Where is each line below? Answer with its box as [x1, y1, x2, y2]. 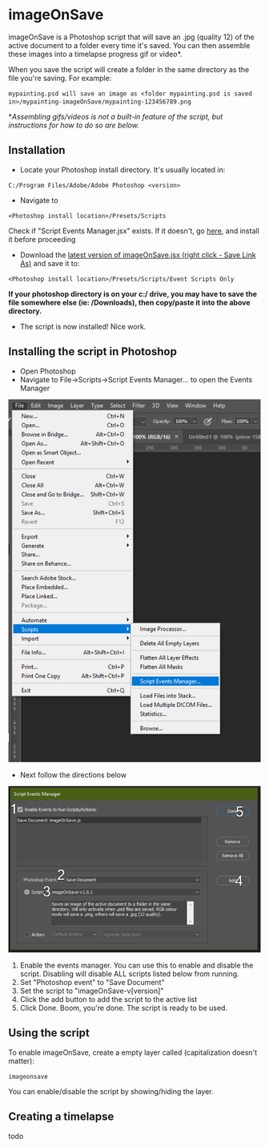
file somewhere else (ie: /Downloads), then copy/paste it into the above [8, 297, 251, 307]
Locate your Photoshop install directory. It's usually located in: [19, 164, 226, 174]
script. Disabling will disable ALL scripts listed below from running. [19, 968, 239, 979]
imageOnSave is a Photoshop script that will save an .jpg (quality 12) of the [8, 32, 255, 42]
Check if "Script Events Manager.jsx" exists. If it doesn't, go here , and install [8, 226, 260, 236]
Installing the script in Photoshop [8, 345, 178, 358]
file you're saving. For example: [8, 73, 112, 83]
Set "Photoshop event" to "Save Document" [19, 977, 166, 987]
